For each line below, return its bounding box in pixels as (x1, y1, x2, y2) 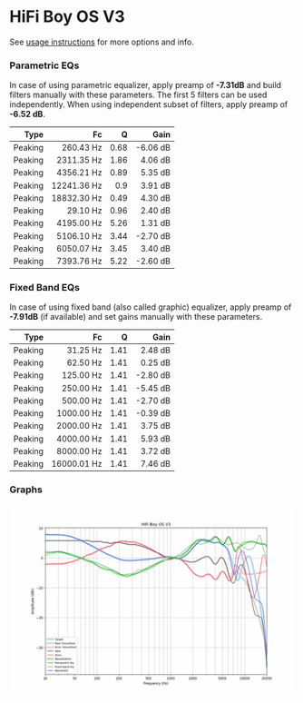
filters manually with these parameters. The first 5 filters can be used (9, 89, 268, 101)
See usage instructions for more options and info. (9, 36, 195, 47)
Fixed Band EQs (9, 281, 80, 293)
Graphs (9, 483, 43, 496)
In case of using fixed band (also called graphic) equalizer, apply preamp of (9, 302, 292, 312)
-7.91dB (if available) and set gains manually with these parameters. (9, 312, 263, 322)
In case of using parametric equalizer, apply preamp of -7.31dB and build (9, 80, 282, 91)
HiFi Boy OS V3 (9, 6, 125, 27)
